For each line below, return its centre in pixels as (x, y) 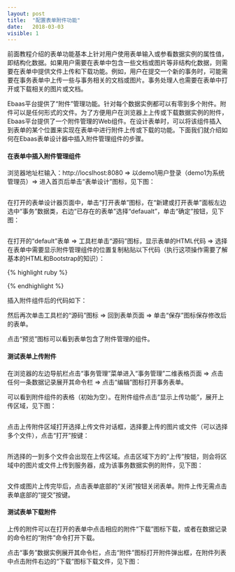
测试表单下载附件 (32, 512)
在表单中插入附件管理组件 (44, 156)
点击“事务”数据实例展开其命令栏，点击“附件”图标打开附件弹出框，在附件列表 (117, 552)
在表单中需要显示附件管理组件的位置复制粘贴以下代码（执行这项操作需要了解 (117, 250)
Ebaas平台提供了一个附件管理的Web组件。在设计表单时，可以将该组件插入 (115, 121)
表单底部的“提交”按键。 (41, 494)
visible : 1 (23, 33)
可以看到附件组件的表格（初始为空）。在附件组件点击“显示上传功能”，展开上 (116, 396)
